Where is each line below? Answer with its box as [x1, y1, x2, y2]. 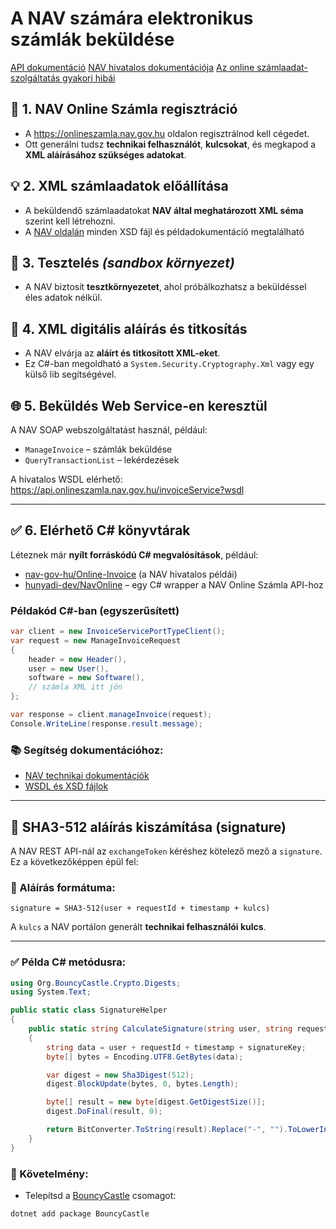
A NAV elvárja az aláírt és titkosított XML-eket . [24, 347, 221, 359]
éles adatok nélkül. [24, 292, 103, 304]
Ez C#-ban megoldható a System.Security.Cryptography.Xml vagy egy [24, 358, 315, 370]
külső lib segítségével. [24, 368, 117, 381]
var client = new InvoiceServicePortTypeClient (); [10, 627, 226, 637]
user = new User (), [28, 663, 110, 674]
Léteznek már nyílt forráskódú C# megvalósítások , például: [10, 548, 259, 561]
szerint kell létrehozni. [24, 215, 116, 227]
